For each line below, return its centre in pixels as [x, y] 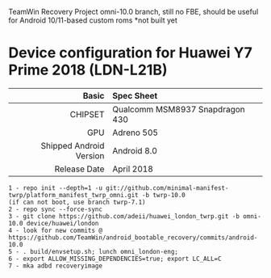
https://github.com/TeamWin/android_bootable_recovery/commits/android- [133, 238]
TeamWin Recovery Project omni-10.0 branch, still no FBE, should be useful [133, 12]
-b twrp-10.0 [163, 195]
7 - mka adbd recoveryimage [56, 266]
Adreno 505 [135, 133]
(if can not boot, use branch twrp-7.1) [77, 202]
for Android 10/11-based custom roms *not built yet [93, 20]
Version [90, 155]
